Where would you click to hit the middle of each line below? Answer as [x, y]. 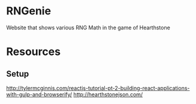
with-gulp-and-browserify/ [39, 94]
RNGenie [29, 11]
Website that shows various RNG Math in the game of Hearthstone [88, 27]
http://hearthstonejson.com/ [108, 94]
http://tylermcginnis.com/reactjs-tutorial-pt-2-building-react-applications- [98, 88]
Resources [34, 52]
